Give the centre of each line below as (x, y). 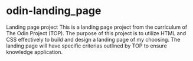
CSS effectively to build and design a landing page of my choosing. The (93, 39)
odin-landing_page (54, 11)
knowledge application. (35, 52)
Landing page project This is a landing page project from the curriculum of (97, 27)
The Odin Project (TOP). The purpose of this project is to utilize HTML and (96, 33)
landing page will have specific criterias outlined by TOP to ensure (86, 46)
